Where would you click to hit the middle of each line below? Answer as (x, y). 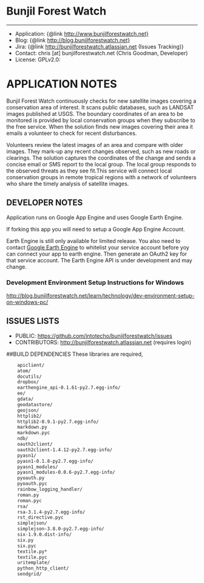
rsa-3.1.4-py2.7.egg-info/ (51, 512)
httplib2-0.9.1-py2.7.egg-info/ (58, 421)
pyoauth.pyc (32, 484)
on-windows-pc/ (27, 302)
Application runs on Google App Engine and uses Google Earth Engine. (95, 217)
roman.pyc (30, 500)
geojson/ (28, 410)
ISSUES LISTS (33, 321)
